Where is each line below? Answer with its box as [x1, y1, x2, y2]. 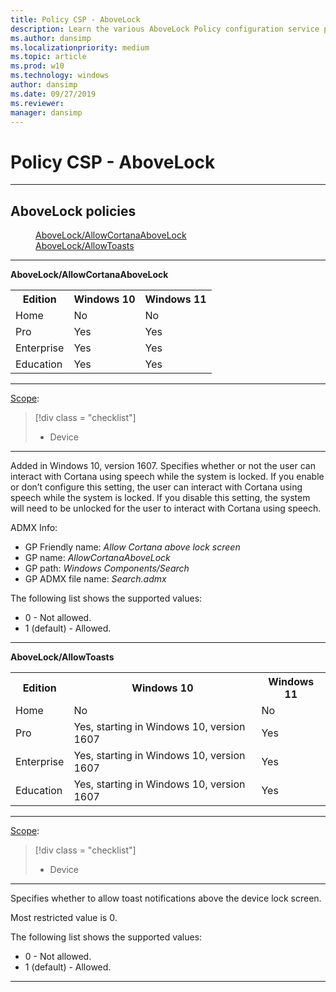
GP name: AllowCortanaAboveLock [24, 552, 171, 564]
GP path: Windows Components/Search [24, 562, 190, 575]
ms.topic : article [10, 52, 87, 62]
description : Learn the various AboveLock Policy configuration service [10, 24, 320, 34]
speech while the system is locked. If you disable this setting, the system [10, 492, 311, 504]
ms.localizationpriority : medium [10, 42, 150, 53]
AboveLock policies [10, 202, 137, 220]
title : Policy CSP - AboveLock [10, 14, 141, 25]
